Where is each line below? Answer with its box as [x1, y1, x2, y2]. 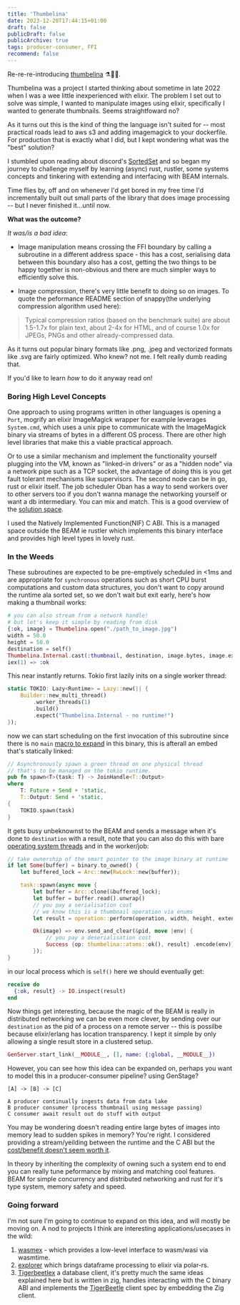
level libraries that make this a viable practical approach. [7, 438, 174, 447]
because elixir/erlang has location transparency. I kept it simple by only [7, 1029, 216, 1039]
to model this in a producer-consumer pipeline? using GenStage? [7, 1072, 199, 1080]
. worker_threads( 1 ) [33, 699, 91, 706]
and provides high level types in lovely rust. [7, 534, 135, 543]
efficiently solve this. [17, 273, 79, 281]
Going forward [7, 1200, 59, 1210]
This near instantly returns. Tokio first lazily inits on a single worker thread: [7, 672, 227, 680]
